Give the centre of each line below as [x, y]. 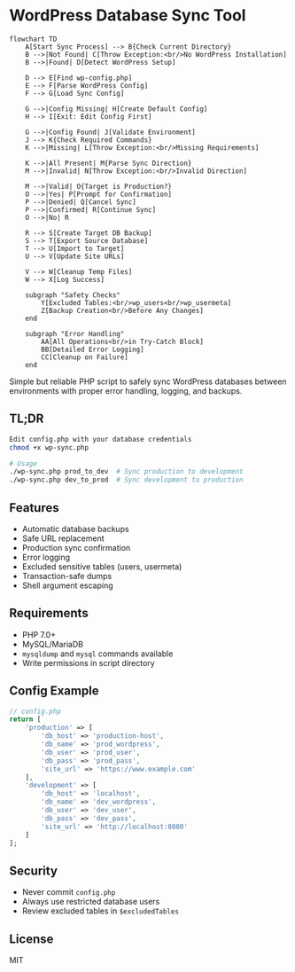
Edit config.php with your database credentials [101, 439]
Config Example [54, 691]
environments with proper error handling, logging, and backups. [126, 390]
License [31, 939]
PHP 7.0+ [39, 634]
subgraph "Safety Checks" [73, 295]
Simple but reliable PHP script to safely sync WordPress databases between [148, 381]
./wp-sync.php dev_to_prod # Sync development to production [126, 480]
